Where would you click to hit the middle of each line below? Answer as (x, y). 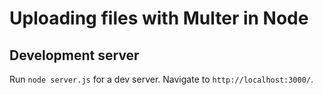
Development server (74, 55)
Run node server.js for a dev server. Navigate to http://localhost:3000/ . (161, 79)
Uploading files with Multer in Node (159, 18)
